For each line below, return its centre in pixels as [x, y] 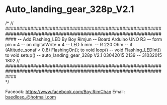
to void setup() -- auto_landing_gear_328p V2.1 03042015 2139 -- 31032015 [84, 55]
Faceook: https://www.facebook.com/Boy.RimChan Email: [65, 91]
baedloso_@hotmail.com [31, 97]
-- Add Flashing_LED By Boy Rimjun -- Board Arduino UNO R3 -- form [90, 39]
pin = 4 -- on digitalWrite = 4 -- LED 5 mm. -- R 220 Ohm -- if [69, 44]
